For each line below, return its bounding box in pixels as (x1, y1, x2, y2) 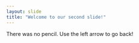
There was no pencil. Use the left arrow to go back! (6, 30, 134, 37)
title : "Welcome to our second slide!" (6, 14, 107, 20)
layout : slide (6, 8, 42, 15)
